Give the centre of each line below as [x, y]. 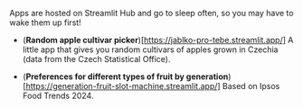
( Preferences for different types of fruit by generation [125, 76]
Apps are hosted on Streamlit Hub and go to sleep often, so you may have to [151, 13]
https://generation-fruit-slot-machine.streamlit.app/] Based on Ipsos [153, 86]
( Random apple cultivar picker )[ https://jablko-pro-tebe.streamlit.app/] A [158, 40]
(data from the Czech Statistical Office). [96, 59]
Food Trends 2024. [58, 95]
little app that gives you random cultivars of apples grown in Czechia [150, 49]
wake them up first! [45, 22]
